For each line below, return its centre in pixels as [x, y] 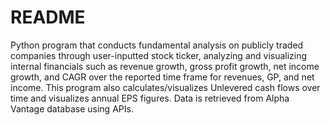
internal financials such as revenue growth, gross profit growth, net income [165, 66]
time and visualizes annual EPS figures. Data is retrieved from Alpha [150, 98]
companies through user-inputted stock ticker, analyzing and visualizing [159, 55]
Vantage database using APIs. [72, 108]
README [48, 17]
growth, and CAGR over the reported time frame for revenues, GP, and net [162, 77]
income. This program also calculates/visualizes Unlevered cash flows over [165, 87]
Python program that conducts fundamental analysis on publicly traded [157, 45]
